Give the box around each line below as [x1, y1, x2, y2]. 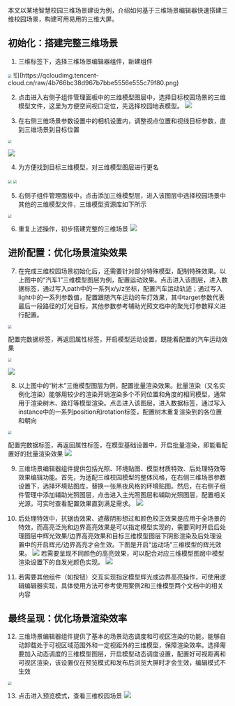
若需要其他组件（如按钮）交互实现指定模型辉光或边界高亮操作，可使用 [17, 572, 220, 581]
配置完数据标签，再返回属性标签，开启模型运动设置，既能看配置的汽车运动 [8, 335, 222, 343]
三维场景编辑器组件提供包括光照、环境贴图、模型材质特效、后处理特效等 [17, 464, 226, 473]
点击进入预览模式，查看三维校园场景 [17, 691, 123, 700]
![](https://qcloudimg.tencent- [13, 71, 100, 79]
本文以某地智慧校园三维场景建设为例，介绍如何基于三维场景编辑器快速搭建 [8, 6, 222, 14]
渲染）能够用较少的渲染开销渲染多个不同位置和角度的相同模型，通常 [30, 390, 226, 398]
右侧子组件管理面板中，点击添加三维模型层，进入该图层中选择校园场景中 [17, 191, 226, 199]
